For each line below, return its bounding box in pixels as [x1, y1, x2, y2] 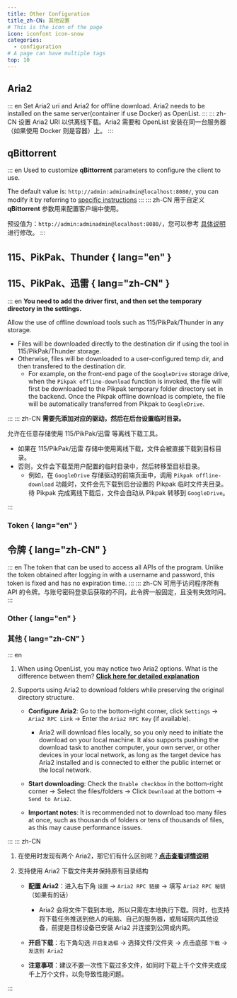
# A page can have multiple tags [7, 50, 106, 57]
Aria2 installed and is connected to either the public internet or [38, 758, 221, 766]
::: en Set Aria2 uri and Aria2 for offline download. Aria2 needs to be [7, 101, 205, 110]
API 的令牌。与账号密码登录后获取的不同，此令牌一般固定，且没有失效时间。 [7, 588, 230, 596]
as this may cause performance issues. [28, 823, 143, 832]
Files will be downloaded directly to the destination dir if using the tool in [17, 339, 229, 348]
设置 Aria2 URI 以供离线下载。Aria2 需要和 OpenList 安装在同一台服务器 [18, 118, 226, 126]
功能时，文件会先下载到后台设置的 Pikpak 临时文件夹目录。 [55, 480, 228, 488]
